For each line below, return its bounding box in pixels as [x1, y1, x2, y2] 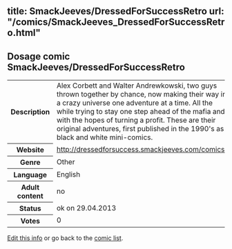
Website [16, 145, 45, 155]
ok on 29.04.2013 [56, 203, 117, 212]
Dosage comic [7, 50, 70, 62]
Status [19, 203, 41, 213]
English [56, 169, 81, 179]
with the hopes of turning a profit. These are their [56, 115, 216, 125]
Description [10, 107, 50, 117]
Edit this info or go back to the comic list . [7, 234, 124, 242]
